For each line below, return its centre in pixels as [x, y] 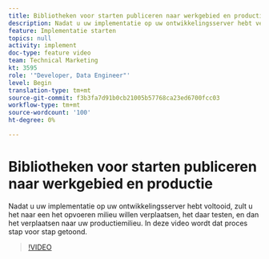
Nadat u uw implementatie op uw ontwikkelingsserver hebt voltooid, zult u [131, 206]
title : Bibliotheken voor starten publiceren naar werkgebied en [119, 16]
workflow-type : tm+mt [44, 105]
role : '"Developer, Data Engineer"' [69, 75]
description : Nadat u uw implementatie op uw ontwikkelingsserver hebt [130, 23]
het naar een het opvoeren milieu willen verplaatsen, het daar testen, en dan [134, 214]
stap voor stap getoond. [48, 231]
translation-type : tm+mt [50, 90]
